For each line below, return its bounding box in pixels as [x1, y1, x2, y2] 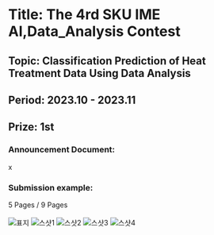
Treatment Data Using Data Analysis [8, 66, 192, 80]
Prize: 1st [8, 121, 55, 134]
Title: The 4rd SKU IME [8, 6, 161, 24]
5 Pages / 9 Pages [8, 200, 68, 210]
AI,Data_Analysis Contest [8, 22, 181, 40]
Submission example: [8, 182, 94, 193]
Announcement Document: [8, 144, 116, 156]
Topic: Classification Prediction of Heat [8, 54, 206, 67]
